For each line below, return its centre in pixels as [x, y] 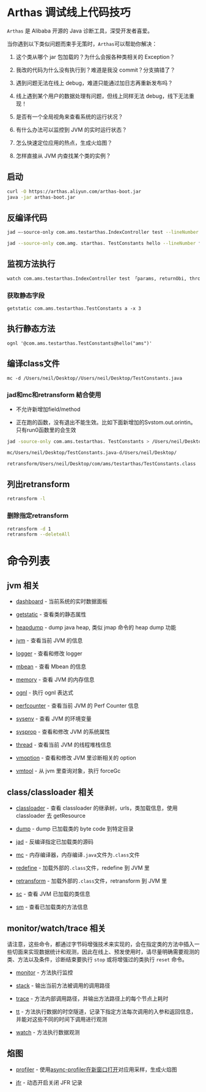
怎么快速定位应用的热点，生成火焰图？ [64, 142]
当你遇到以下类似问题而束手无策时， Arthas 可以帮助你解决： [82, 44]
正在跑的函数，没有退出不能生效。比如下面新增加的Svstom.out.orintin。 [106, 422]
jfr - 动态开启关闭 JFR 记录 [49, 1082]
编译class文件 [33, 363]
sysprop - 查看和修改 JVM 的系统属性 [63, 732]
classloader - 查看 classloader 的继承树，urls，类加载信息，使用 [97, 808]
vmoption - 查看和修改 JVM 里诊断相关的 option [76, 758]
